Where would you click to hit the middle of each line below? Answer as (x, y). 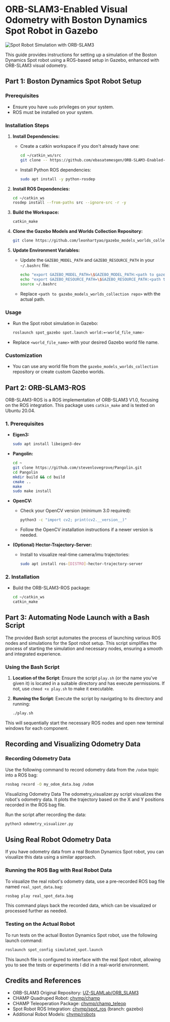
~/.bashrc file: (35, 265)
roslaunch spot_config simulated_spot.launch (54, 950)
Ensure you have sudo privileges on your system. (63, 107)
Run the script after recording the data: (46, 814)
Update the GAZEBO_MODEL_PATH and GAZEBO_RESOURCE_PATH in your (87, 260)
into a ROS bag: (22, 775)
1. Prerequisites (25, 424)
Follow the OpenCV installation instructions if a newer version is (87, 529)
